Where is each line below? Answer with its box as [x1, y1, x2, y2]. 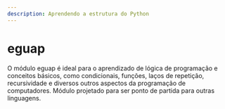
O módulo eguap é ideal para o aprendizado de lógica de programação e [7, 64, 218, 72]
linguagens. [7, 94, 41, 102]
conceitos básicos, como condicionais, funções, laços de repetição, [7, 71, 205, 79]
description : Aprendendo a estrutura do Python [7, 10, 150, 18]
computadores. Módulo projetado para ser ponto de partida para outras [7, 86, 215, 95]
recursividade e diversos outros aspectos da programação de [7, 79, 186, 87]
